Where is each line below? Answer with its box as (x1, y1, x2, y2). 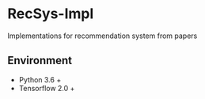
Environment (7, 54, 73, 67)
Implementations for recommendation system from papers (7, 31, 198, 40)
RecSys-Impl (7, 5, 94, 23)
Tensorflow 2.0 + (18, 83, 75, 93)
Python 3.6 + (18, 74, 62, 84)
